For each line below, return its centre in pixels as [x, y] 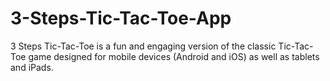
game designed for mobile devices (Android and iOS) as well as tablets [174, 56]
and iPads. [32, 67]
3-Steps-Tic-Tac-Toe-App [121, 18]
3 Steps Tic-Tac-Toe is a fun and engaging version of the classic [143, 46]
